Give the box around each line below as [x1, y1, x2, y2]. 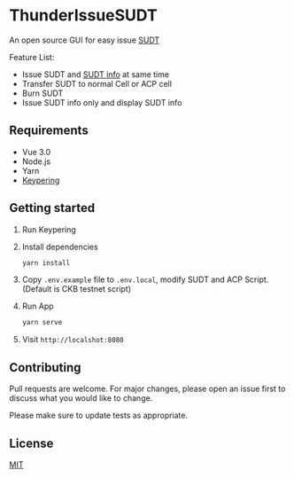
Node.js [21, 156, 51, 167]
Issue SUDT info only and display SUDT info [21, 97, 182, 107]
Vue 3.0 [21, 146, 51, 157]
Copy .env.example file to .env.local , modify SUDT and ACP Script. [21, 274, 269, 285]
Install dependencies [21, 241, 99, 252]
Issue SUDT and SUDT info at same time [21, 68, 170, 80]
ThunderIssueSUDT [9, 5, 158, 26]
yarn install [21, 258, 71, 267]
